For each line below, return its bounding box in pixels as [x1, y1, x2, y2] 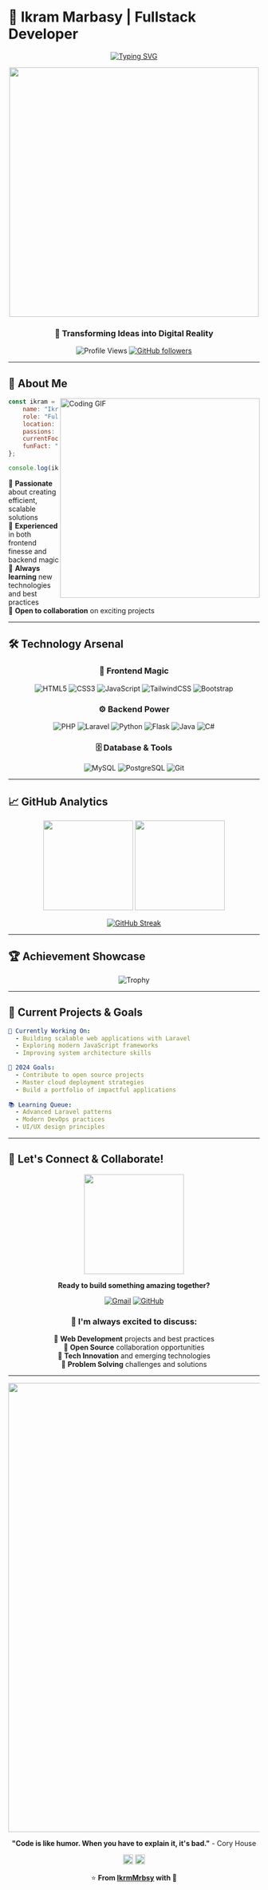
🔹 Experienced [8, 521, 58, 530]
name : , [22, 405, 102, 413]
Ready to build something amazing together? [57, 1280, 211, 1290]
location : [22, 420, 56, 428]
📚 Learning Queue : [8, 1100, 73, 1109]
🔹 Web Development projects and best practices [53, 1334, 215, 1344]
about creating [8, 487, 57, 497]
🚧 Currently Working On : [8, 1027, 91, 1035]
